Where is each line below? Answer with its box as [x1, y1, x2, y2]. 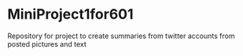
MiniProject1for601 [7, 5, 134, 23]
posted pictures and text [7, 39, 87, 48]
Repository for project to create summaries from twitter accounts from [7, 31, 235, 40]
